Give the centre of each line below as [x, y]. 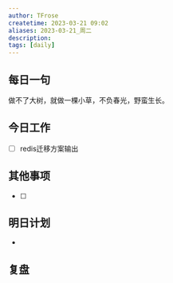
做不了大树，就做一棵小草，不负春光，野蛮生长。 [88, 100]
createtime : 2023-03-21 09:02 [59, 23]
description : [30, 38]
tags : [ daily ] [32, 45]
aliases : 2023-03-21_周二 [50, 30]
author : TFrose [33, 16]
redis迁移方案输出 [49, 148]
